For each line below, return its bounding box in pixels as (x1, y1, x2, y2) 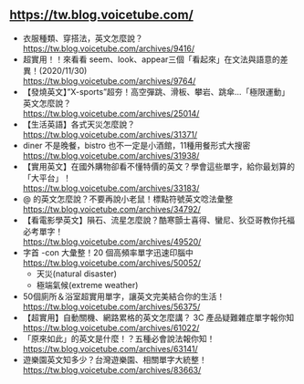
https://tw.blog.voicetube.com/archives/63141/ (22, 343, 198, 354)
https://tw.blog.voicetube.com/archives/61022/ (22, 322, 200, 333)
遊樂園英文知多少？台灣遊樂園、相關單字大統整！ (22, 354, 207, 365)
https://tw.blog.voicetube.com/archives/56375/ (22, 301, 201, 312)
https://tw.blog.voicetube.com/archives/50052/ (22, 257, 202, 268)
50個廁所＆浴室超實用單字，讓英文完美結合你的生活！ (22, 291, 225, 302)
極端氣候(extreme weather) (36, 279, 139, 290)
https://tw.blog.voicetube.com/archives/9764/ (22, 75, 196, 86)
